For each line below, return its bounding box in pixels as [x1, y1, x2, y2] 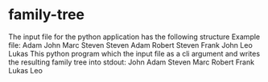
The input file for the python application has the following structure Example [8, 32, 261, 41]
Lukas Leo [8, 65, 43, 75]
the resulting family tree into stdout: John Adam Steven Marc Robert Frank [8, 57, 255, 67]
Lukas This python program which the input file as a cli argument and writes [8, 49, 260, 58]
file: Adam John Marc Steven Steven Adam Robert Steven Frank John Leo [8, 40, 254, 49]
